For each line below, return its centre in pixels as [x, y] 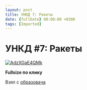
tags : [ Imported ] [23, 24]
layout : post [19, 10]
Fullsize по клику [24, 72]
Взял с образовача [26, 82]
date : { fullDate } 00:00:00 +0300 [40, 19]
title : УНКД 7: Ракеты [29, 15]
